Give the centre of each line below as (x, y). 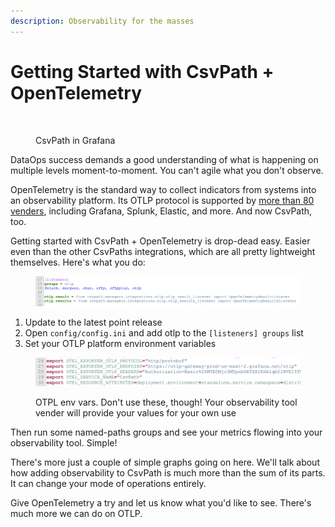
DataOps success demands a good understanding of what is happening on (164, 159)
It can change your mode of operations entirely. (108, 483)
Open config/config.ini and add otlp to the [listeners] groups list (164, 333)
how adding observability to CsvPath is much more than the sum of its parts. (168, 472)
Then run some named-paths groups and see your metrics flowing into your (166, 432)
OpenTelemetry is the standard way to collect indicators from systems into (163, 189)
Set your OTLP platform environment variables (120, 343)
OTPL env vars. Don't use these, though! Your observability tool (166, 402)
